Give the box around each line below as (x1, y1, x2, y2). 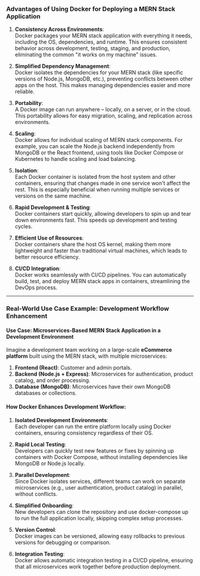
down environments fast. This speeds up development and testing (14, 216, 177, 224)
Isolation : (14, 167, 39, 174)
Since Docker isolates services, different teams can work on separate (14, 478, 186, 485)
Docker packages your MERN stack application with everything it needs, (14, 32, 192, 39)
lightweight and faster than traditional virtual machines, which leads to (14, 247, 187, 255)
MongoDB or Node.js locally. (14, 460, 85, 467)
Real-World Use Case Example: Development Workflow (6, 305, 170, 313)
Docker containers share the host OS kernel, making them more (14, 241, 171, 248)
